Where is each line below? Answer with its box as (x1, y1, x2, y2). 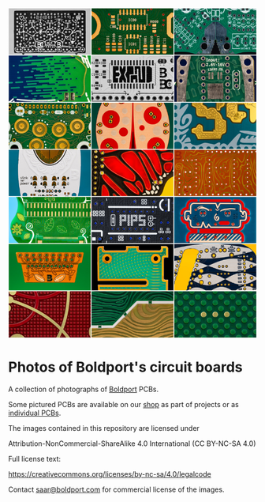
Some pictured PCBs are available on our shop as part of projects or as (8, 399, 239, 409)
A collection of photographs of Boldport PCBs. (8, 384, 159, 394)
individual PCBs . (8, 408, 62, 417)
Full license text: (8, 454, 62, 463)
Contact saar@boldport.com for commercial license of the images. (8, 485, 225, 494)
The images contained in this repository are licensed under (8, 423, 200, 432)
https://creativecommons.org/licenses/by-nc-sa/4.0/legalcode (8, 469, 211, 478)
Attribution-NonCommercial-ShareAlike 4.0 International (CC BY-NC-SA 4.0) (8, 439, 256, 448)
